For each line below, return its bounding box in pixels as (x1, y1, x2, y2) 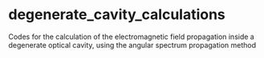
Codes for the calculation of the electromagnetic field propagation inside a (8, 32, 254, 41)
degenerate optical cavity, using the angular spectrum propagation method (8, 40, 257, 49)
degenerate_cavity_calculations (8, 6, 226, 24)
